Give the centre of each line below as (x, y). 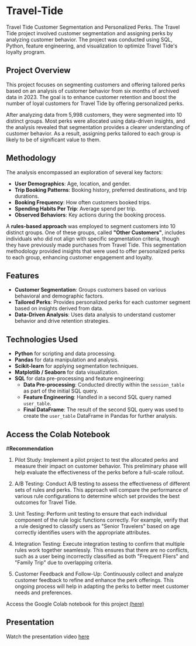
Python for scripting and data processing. (65, 354)
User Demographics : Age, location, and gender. (73, 184)
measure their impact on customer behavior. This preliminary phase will (101, 466)
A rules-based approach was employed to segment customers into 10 (91, 226)
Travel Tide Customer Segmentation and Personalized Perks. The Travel (93, 27)
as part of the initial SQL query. (61, 391)
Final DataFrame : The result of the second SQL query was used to (104, 410)
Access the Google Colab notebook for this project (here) (75, 604)
